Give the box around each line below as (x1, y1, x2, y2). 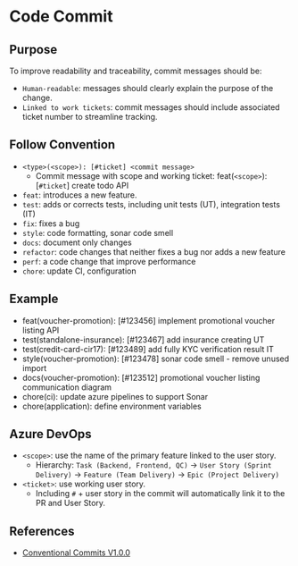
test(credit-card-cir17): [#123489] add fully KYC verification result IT (21, 343, 275, 354)
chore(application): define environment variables (21, 401, 203, 411)
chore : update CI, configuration (21, 266, 137, 276)
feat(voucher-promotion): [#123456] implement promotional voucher (21, 315, 276, 325)
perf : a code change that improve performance (21, 256, 196, 266)
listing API (21, 325, 60, 335)
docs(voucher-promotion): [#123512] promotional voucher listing (21, 372, 261, 383)
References (9, 523, 75, 538)
